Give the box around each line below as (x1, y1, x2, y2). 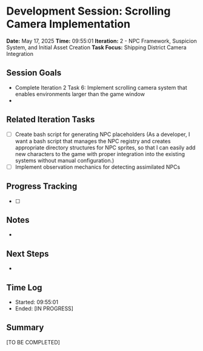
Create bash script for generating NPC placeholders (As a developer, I (15, 131, 190, 138)
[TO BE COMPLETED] (6, 338, 61, 346)
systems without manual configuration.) (15, 157, 115, 164)
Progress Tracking (6, 181, 78, 192)
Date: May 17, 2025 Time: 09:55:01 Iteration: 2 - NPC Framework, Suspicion (6, 37, 197, 44)
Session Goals (6, 68, 62, 78)
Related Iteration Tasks (6, 114, 95, 125)
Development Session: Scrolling (6, 4, 171, 18)
